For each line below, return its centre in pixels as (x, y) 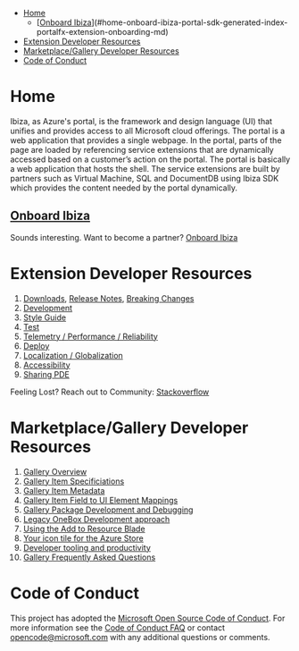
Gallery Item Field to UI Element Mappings (100, 500)
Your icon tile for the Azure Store (83, 538)
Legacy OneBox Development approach (96, 519)
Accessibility (46, 365)
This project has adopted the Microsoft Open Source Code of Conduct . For (148, 618)
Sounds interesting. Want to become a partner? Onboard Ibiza (124, 237)
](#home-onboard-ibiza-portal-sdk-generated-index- (190, 22)
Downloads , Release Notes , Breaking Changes (108, 298)
